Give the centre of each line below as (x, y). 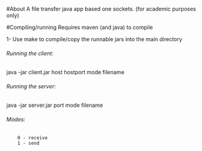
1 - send (28, 143)
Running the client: (30, 53)
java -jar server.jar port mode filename (55, 105)
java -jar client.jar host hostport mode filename (65, 72)
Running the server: (31, 86)
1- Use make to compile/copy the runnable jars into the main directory (94, 39)
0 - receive (32, 137)
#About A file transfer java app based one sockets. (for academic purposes (101, 9)
